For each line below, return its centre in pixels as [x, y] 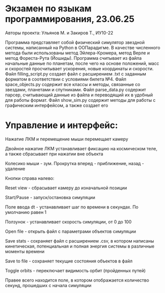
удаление [15, 168]
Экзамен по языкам [49, 9]
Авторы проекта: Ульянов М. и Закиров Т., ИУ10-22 [59, 33]
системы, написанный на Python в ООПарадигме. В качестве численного [83, 47]
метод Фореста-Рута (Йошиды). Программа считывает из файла [73, 58]
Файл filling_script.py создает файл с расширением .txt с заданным [76, 74]
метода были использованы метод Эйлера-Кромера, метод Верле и [78, 53]
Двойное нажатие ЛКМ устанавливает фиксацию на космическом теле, [81, 148]
